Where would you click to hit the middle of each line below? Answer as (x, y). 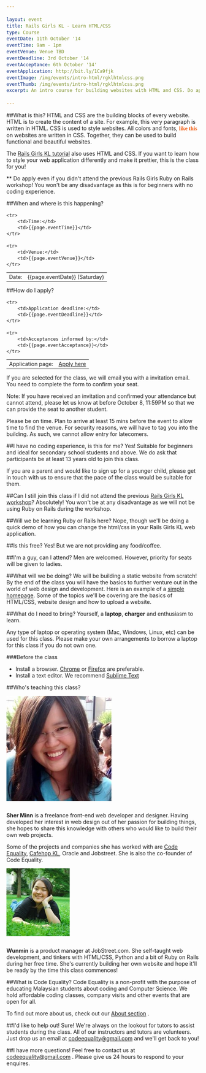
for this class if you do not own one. (51, 645)
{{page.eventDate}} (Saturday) (66, 277)
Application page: (31, 364)
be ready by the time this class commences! (62, 970)
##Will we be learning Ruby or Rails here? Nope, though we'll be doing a (97, 521)
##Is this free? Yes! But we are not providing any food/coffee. (84, 545)
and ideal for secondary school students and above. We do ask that (92, 452)
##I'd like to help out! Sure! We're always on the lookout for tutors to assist (101, 1025)
